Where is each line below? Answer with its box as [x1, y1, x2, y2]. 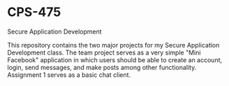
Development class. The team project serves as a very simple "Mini [7, 48, 201, 57]
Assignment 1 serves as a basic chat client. [7, 71, 131, 79]
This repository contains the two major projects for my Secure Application [7, 41, 220, 49]
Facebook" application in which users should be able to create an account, [7, 55, 223, 64]
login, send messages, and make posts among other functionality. [7, 63, 197, 71]
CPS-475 [7, 4, 61, 20]
